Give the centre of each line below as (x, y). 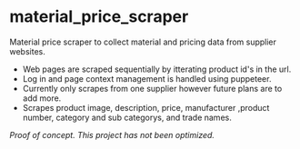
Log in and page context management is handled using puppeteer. (147, 78)
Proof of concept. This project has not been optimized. (112, 134)
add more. (42, 98)
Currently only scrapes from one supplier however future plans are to (152, 88)
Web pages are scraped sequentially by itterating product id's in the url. (157, 69)
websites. (27, 51)
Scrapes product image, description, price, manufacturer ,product (146, 107)
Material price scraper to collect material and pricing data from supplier (143, 42)
